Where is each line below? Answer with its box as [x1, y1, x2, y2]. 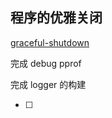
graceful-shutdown [10, 36, 90, 48]
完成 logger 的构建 [10, 78, 87, 90]
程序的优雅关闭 [10, 9, 103, 27]
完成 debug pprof [10, 57, 82, 69]
